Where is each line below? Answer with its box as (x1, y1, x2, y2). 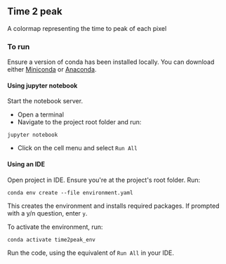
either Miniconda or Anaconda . (7, 65, 97, 74)
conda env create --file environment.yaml (7, 189, 133, 196)
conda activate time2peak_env (7, 236, 96, 243)
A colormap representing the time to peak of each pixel (7, 24, 167, 32)
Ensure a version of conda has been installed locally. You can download (7, 58, 215, 66)
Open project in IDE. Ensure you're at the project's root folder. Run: (7, 176, 201, 184)
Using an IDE (7, 159, 46, 168)
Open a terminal (17, 110, 65, 119)
